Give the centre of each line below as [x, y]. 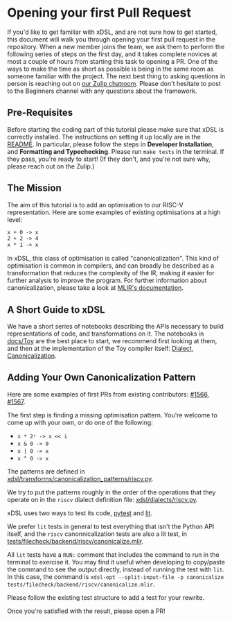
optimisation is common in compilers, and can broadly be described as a [111, 266]
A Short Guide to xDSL [56, 310]
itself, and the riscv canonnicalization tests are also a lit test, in [97, 534]
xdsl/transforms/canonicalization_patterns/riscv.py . [80, 478]
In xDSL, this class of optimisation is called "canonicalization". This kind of [113, 259]
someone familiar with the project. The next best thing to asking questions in [116, 76]
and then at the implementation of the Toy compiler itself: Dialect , [100, 348]
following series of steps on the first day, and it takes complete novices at [112, 54]
